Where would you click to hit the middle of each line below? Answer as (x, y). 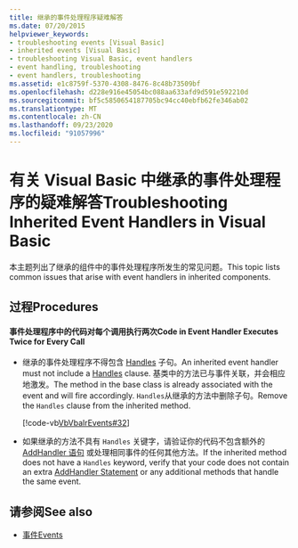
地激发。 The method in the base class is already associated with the (147, 385)
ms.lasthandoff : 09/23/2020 (61, 126)
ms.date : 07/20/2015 (48, 26)
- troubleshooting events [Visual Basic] (87, 42)
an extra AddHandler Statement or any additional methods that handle (150, 472)
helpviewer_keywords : (49, 34)
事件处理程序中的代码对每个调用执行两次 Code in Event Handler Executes (144, 331)
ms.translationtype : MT (53, 109)
